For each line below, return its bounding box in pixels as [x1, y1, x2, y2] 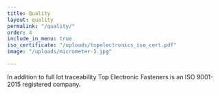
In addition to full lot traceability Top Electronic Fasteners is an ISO [7, 72, 195, 81]
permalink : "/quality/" [7, 23, 76, 29]
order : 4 [7, 29, 32, 36]
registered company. [22, 80, 81, 88]
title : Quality [7, 10, 51, 17]
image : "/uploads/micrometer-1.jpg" [7, 49, 112, 55]
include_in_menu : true [7, 36, 72, 42]
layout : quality [7, 16, 54, 23]
